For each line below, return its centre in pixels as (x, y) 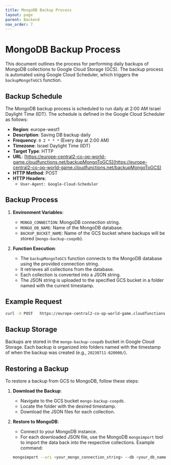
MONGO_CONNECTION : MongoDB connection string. (70, 222)
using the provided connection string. (60, 264)
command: (32, 448)
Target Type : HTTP (33, 151)
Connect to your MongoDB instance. (59, 432)
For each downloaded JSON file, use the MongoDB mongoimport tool (92, 437)
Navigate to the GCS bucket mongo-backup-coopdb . (72, 401)
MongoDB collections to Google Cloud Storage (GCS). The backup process (84, 69)
